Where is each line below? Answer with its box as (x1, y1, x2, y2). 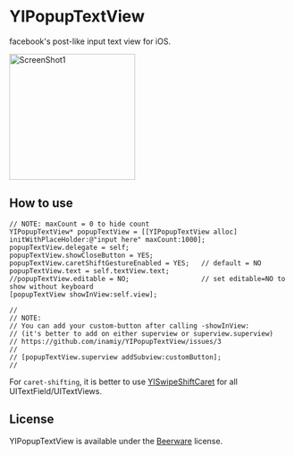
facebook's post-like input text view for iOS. (9, 36, 172, 47)
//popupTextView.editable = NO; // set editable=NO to (9, 274, 286, 283)
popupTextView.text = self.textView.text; (9, 266, 170, 275)
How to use (9, 195, 73, 211)
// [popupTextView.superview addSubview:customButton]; (9, 352, 222, 362)
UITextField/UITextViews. (9, 385, 103, 396)
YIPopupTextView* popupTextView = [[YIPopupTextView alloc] (9, 227, 239, 236)
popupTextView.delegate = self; (9, 243, 130, 252)
